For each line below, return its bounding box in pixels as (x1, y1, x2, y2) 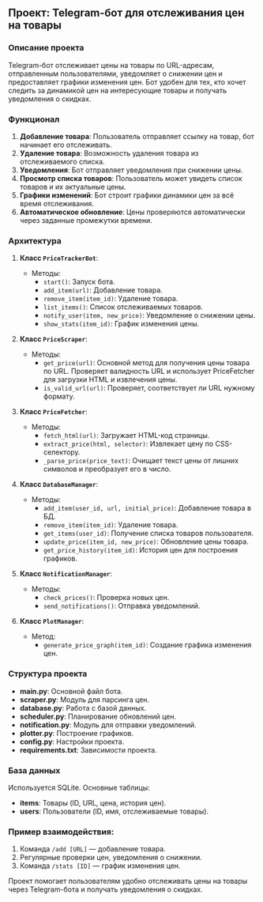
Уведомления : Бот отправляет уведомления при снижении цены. (19, 165, 243, 175)
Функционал (8, 114, 60, 125)
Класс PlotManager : (19, 617, 85, 626)
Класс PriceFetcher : (19, 407, 88, 417)
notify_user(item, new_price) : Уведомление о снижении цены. (43, 311, 256, 320)
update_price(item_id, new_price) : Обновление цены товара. (43, 537, 249, 546)
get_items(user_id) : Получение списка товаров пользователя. (43, 529, 254, 538)
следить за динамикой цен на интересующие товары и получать (8, 85, 227, 95)
